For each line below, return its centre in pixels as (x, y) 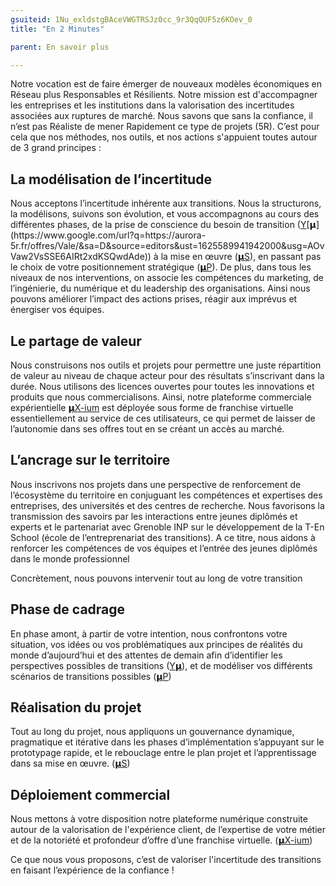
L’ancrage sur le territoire (90, 460)
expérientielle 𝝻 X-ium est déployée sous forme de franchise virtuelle (152, 407)
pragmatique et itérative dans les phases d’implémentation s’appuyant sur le (167, 742)
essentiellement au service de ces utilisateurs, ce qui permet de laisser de (163, 418)
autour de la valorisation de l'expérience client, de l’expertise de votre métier (168, 830)
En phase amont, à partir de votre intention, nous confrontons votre (149, 633)
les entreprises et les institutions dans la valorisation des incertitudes (152, 105)
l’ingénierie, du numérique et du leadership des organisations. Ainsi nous (160, 288)
